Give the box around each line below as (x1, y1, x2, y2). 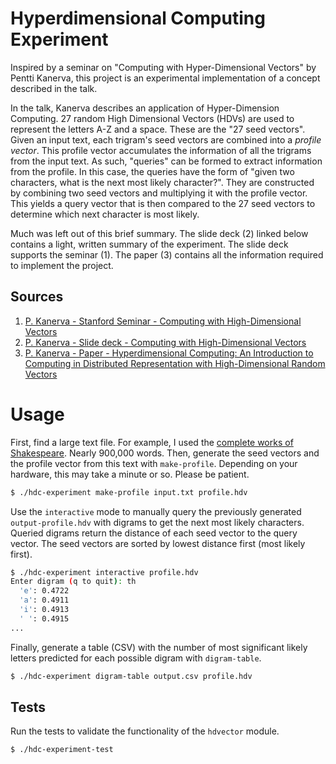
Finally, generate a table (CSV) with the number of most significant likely (10, 641, 308, 653)
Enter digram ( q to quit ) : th (10, 577, 137, 587)
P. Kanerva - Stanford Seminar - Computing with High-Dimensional (24, 315, 302, 327)
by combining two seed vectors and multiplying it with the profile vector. (10, 187, 308, 199)
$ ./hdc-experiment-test (10, 745, 114, 755)
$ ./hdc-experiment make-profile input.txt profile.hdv (10, 487, 248, 497)
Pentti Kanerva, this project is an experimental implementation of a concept (10, 72, 321, 84)
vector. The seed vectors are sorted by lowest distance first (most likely (10, 537, 306, 549)
